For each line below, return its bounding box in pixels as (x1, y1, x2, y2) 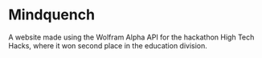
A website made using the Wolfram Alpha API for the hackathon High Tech (8, 32, 255, 42)
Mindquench (8, 6, 95, 24)
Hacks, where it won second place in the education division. (8, 40, 207, 50)
